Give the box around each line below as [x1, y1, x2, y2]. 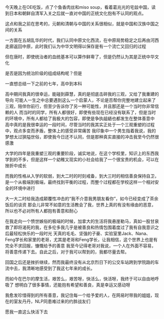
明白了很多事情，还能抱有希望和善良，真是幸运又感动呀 [19, 282, 130, 288]
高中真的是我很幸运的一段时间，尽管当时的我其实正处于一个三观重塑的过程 [5, 122, 155, 127]
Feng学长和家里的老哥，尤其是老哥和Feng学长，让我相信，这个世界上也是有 [5, 237, 158, 242]
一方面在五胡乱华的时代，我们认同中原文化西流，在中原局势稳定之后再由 [5, 37, 150, 43]
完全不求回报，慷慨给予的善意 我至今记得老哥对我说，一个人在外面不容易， [5, 243, 156, 249]
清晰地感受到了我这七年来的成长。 [26, 266, 95, 271]
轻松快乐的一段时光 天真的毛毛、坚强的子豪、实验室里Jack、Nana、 [13, 230, 151, 236]
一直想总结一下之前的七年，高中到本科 [5, 81, 82, 87]
